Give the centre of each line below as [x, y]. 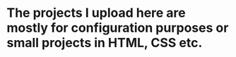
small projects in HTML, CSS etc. [105, 43]
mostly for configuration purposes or [118, 28]
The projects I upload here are [96, 13]
